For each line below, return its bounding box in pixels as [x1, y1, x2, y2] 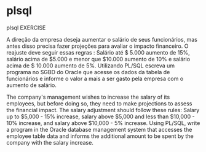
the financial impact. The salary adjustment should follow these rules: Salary [6, 106, 200, 113]
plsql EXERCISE [6, 24, 46, 31]
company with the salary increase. [6, 139, 93, 146]
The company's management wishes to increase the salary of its [6, 93, 170, 101]
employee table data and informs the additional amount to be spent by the [6, 132, 194, 140]
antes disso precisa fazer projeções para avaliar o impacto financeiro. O [6, 42, 189, 50]
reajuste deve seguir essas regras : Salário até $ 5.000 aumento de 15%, [6, 48, 190, 56]
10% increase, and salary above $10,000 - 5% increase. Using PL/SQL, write [6, 119, 200, 126]
